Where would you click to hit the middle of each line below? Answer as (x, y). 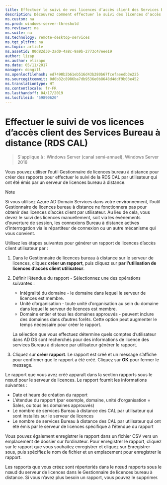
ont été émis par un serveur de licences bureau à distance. (65, 182)
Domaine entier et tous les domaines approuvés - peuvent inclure (87, 314)
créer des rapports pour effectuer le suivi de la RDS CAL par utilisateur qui (81, 177)
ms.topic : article (24, 47)
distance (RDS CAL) (47, 143)
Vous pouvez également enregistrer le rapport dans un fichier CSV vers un (82, 436)
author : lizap (20, 56)
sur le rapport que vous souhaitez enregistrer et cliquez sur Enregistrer (78, 447)
